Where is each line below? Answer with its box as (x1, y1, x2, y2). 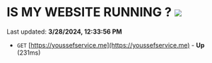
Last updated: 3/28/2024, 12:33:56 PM (6, 27, 122, 36)
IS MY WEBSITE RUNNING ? (6, 4, 172, 20)
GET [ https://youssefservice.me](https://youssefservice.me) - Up (16, 41, 205, 49)
